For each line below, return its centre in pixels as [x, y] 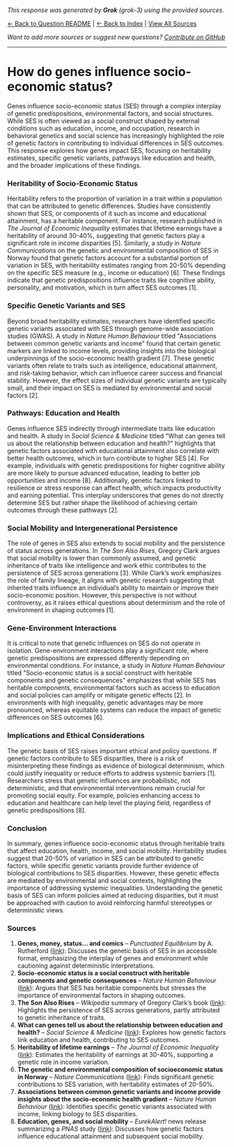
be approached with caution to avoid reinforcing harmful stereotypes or [110, 903]
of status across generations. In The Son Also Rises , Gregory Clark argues [114, 551]
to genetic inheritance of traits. [61, 1018]
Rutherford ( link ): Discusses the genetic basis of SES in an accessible [117, 951]
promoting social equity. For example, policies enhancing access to [104, 795]
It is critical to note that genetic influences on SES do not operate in [104, 643]
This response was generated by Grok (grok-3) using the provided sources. [116, 10]
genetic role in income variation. [63, 1062]
